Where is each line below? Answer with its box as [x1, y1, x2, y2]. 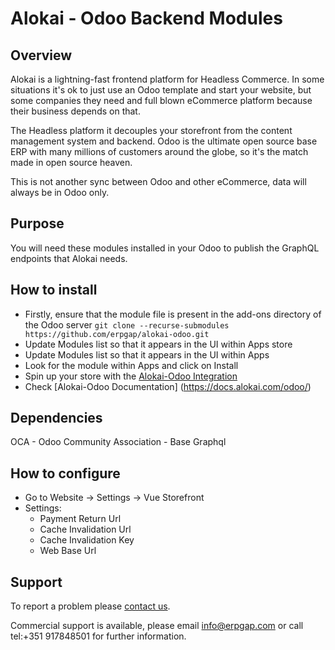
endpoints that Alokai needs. [10, 252, 128, 264]
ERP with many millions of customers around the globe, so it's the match [10, 146, 309, 157]
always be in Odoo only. [10, 187, 110, 198]
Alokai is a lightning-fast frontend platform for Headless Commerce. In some [10, 73, 325, 85]
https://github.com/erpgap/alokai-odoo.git [24, 329, 210, 339]
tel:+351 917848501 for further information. [10, 630, 187, 642]
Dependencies [10, 410, 103, 427]
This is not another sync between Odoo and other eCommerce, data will [10, 176, 307, 187]
